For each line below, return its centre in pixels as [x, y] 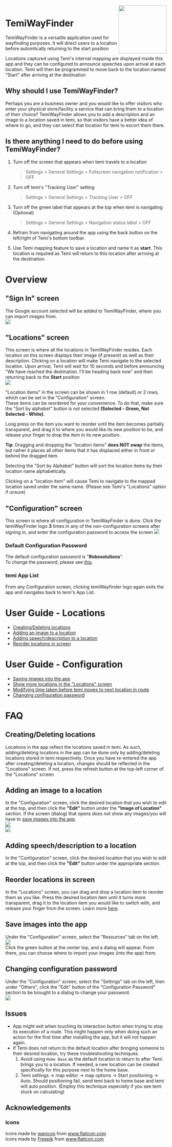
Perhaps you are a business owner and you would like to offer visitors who [84, 103]
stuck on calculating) [42, 1091]
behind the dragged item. [32, 456]
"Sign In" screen [32, 298]
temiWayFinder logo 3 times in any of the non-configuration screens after [83, 526]
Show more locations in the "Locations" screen [62, 684]
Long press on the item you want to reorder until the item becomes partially [85, 424]
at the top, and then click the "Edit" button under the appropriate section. [83, 863]
